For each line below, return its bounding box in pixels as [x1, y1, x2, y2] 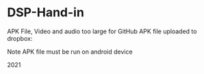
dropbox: [7, 34, 33, 42]
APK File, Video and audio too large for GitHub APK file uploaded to [7, 27, 197, 35]
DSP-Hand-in [7, 5, 84, 20]
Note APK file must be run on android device [7, 48, 133, 56]
